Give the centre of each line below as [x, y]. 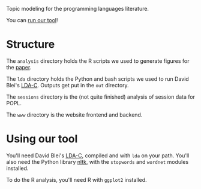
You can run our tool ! [32, 20]
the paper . [19, 67]
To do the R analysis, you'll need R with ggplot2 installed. [76, 179]
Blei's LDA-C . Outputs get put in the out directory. [67, 85]
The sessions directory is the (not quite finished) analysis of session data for [100, 97]
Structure [31, 45]
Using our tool [42, 139]
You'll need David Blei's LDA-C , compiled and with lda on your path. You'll [98, 156]
